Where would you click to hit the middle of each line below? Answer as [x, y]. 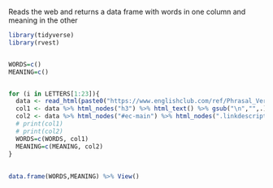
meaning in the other [43, 20]
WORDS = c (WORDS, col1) [52, 139]
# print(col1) [39, 124]
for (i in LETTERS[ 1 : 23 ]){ [54, 94]
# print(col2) [39, 131]
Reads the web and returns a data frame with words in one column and [127, 12]
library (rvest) [34, 43]
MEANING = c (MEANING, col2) [60, 146]
